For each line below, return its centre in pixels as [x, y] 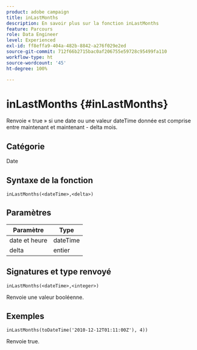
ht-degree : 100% [27, 68]
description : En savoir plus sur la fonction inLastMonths [83, 23]
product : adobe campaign [38, 12]
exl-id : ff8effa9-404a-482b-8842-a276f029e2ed [66, 46]
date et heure [28, 240]
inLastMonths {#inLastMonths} [87, 104]
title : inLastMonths [33, 18]
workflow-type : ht [29, 57]
